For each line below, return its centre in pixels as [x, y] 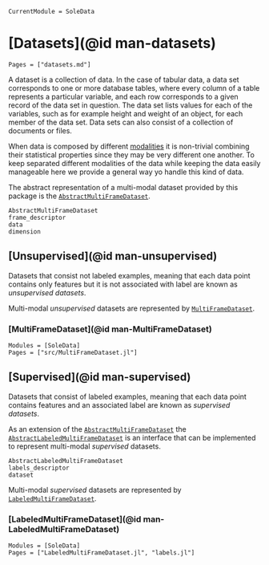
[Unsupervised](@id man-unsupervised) [113, 256]
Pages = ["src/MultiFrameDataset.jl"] [73, 353]
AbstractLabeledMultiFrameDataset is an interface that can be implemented [132, 437]
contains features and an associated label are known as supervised [119, 404]
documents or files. [40, 130]
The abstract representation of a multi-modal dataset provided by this [123, 187]
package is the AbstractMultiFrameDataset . [79, 196]
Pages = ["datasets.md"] [50, 64]
